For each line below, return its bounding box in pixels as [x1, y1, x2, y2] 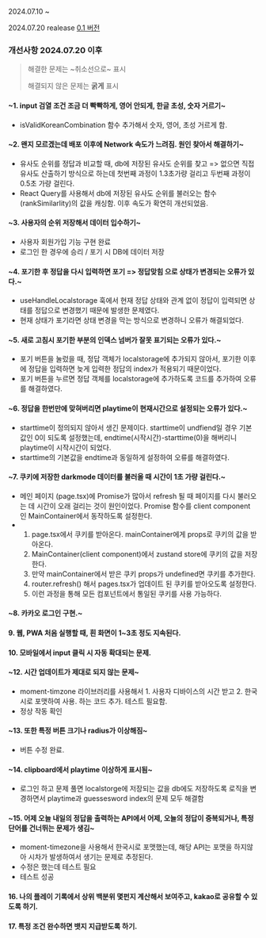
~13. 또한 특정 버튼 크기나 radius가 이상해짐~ [8, 726, 148, 736]
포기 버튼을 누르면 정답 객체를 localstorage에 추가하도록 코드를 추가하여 [19, 374, 242, 384]
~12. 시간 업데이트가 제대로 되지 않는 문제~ [8, 668, 140, 677]
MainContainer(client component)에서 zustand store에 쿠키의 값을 [31, 549, 243, 558]
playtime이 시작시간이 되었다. [19, 442, 112, 452]
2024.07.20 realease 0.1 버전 [8, 23, 101, 33]
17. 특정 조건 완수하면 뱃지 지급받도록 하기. [8, 921, 138, 931]
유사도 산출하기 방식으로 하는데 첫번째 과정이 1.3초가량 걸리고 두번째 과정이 [19, 168, 251, 178]
